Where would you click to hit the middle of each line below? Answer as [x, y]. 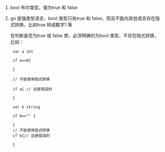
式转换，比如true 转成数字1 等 [41, 25]
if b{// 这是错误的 [31, 136]
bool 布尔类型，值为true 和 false [44, 7]
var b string [26, 107]
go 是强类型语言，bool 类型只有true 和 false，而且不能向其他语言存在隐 [85, 18]
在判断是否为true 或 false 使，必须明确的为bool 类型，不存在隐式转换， [85, 35]
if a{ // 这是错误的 [32, 89]
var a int [23, 52]
